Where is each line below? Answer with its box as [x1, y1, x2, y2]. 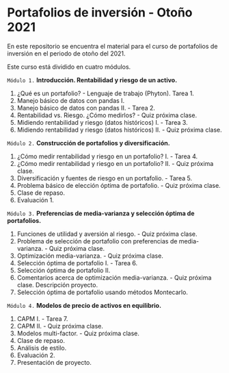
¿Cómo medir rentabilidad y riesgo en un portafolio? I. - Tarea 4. [16, 152, 198, 160]
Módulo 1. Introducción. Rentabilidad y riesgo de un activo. [7, 75, 178, 84]
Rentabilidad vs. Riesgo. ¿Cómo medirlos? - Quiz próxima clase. [16, 111, 197, 119]
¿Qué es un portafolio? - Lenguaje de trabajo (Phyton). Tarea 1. [16, 89, 195, 97]
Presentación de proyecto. [16, 358, 92, 366]
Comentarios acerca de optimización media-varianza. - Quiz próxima [16, 273, 212, 282]
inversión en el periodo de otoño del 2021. [7, 49, 126, 58]
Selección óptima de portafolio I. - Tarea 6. [16, 258, 138, 267]
